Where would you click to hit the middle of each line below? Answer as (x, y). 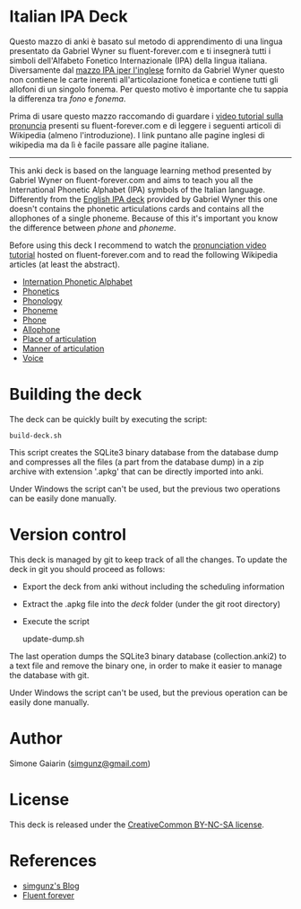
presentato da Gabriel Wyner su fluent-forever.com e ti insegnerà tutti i (140, 50)
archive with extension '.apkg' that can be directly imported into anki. (137, 471)
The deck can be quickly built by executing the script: (108, 419)
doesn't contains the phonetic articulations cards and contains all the (137, 208)
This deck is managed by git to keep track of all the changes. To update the (149, 560)
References (53, 860)
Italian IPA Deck (69, 17)
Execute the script (56, 621)
